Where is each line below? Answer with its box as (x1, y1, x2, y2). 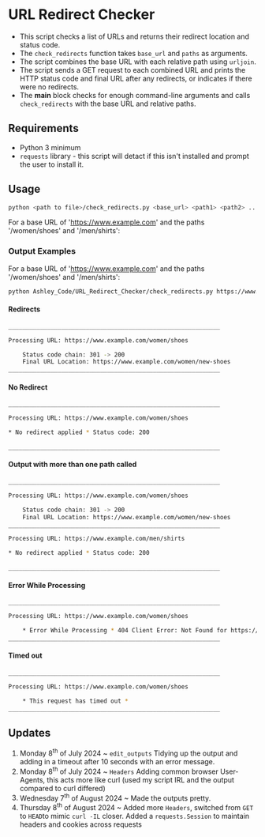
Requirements (8, 122, 79, 135)
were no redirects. (19, 81, 80, 92)
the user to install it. (19, 160, 84, 169)
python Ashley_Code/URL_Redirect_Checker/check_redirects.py (8, 287, 214, 296)
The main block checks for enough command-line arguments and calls (19, 90, 251, 100)
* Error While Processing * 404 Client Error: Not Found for (22, 627, 227, 635)
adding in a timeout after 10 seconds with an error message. (19, 756, 215, 766)
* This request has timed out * (22, 697, 129, 705)
